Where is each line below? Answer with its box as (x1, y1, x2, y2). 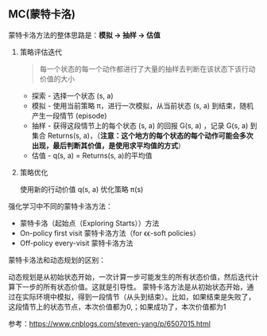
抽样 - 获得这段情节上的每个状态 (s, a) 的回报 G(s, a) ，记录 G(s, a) (31, 120, 249, 130)
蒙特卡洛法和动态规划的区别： (8, 255, 106, 264)
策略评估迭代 (19, 47, 62, 57)
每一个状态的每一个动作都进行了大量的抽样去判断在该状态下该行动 (39, 64, 256, 73)
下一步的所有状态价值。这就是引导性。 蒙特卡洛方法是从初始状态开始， (14, 282, 247, 291)
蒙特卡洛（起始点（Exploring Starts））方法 (19, 218, 160, 228)
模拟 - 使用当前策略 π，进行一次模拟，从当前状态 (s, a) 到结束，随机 (31, 100, 254, 110)
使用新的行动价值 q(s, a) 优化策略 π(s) (19, 184, 144, 193)
